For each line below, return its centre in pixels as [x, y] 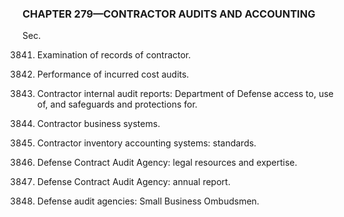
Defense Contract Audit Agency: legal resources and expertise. [167, 163]
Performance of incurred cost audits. [113, 74]
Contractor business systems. [98, 124]
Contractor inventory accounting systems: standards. [146, 143]
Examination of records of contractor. [114, 55]
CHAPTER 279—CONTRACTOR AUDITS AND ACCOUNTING [169, 14]
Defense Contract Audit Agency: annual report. [133, 182]
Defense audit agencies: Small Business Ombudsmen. [148, 201]
